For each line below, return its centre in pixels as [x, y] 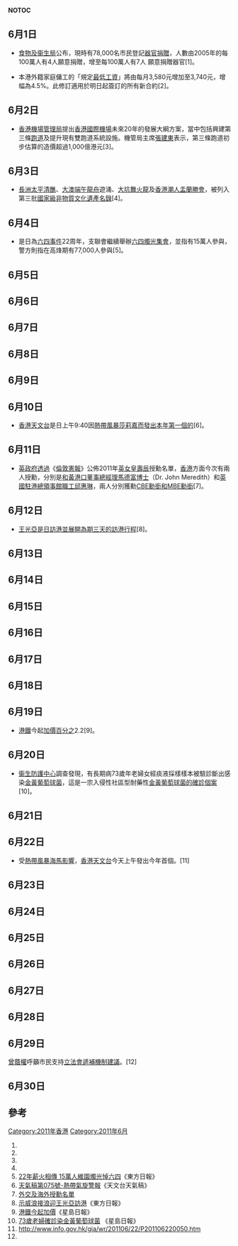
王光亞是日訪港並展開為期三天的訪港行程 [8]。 [85, 529]
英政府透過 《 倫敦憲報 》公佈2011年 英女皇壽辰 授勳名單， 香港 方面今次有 [121, 468]
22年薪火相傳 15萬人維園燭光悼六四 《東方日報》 [88, 1176]
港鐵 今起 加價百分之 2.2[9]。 [58, 730]
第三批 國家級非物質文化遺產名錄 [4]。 [72, 198]
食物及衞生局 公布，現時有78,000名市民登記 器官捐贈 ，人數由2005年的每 [123, 53]
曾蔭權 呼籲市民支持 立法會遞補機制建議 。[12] [73, 1061]
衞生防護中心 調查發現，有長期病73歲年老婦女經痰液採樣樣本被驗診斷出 [121, 773]
